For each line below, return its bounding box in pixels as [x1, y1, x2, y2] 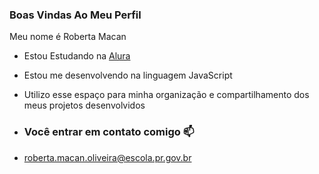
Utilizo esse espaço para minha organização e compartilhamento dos [23, 89, 310, 101]
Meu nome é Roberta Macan [9, 31, 127, 43]
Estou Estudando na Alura [23, 50, 131, 62]
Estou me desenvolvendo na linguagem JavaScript [23, 69, 233, 82]
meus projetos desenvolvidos [23, 99, 146, 112]
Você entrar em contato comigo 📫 [23, 125, 195, 139]
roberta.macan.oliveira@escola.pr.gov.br [23, 151, 192, 163]
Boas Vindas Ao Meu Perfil [9, 8, 142, 22]
